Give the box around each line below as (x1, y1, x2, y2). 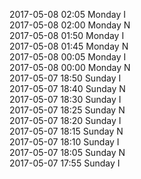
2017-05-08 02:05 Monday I (9, 9, 127, 20)
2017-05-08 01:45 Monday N (9, 40, 129, 52)
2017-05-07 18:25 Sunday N (9, 104, 126, 116)
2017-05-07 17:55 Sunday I (9, 157, 121, 169)
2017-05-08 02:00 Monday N (9, 19, 131, 31)
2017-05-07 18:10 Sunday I (9, 136, 120, 148)
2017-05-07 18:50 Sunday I (9, 72, 122, 84)
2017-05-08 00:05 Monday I (9, 51, 127, 63)
